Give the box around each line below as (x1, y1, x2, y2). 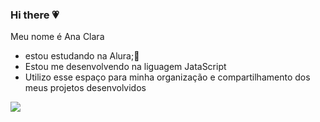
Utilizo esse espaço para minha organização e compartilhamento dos (24, 71, 311, 83)
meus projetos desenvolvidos (24, 82, 147, 94)
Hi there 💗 (10, 8, 60, 22)
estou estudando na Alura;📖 (24, 50, 140, 62)
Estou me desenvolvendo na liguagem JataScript (24, 61, 227, 73)
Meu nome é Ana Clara (10, 31, 105, 43)
